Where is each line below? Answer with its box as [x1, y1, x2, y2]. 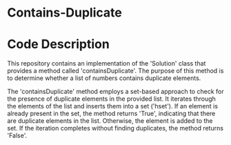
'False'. [7, 131, 28, 139]
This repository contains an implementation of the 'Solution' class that [7, 59, 206, 68]
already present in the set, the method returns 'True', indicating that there [7, 109, 216, 118]
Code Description [7, 37, 110, 52]
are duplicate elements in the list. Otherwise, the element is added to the [7, 117, 213, 125]
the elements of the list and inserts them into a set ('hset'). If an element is [7, 102, 219, 110]
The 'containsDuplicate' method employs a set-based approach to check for [7, 88, 224, 96]
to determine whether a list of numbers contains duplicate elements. [7, 74, 201, 82]
